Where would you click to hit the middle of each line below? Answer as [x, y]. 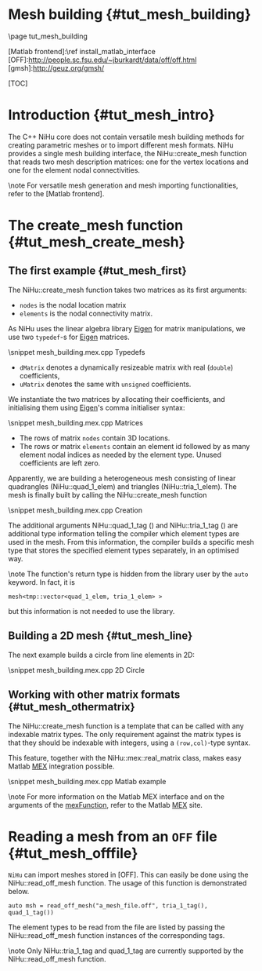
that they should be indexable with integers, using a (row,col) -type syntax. [129, 743]
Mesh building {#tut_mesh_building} [130, 15]
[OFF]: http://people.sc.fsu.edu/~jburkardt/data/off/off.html [102, 60]
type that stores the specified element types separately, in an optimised [124, 550]
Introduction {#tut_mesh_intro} [111, 115]
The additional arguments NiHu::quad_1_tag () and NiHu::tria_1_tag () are [123, 525]
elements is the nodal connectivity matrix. [86, 313]
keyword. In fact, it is [42, 582]
